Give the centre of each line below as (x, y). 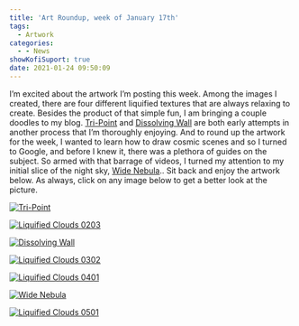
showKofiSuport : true (50, 60)
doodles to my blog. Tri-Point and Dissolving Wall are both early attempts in (149, 122)
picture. (24, 190)
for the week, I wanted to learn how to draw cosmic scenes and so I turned (148, 142)
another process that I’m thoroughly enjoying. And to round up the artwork (147, 132)
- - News (34, 51)
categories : (32, 43)
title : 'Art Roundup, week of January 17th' (94, 18)
